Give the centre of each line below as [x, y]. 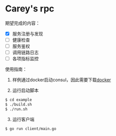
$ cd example [19, 100]
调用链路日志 [25, 52]
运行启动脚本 [25, 91]
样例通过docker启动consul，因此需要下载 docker [62, 80]
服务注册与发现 [28, 33]
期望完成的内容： [23, 23]
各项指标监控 [25, 59]
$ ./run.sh [16, 109]
